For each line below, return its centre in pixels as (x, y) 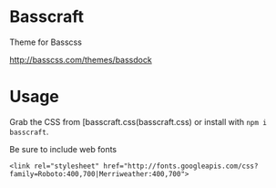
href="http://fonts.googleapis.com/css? (181, 166)
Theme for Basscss (46, 42)
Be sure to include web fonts (63, 149)
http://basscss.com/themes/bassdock (81, 59)
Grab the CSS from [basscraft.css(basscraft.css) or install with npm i (138, 121)
